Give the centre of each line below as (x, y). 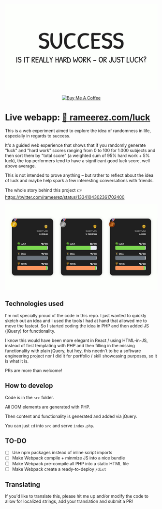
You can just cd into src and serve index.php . (50, 425)
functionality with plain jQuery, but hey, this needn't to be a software (73, 351)
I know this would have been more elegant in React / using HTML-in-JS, (77, 340)
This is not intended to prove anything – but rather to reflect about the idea (79, 175)
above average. (21, 166)
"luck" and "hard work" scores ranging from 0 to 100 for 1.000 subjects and (80, 151)
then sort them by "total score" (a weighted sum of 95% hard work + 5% (77, 156)
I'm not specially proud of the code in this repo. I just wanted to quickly (76, 315)
